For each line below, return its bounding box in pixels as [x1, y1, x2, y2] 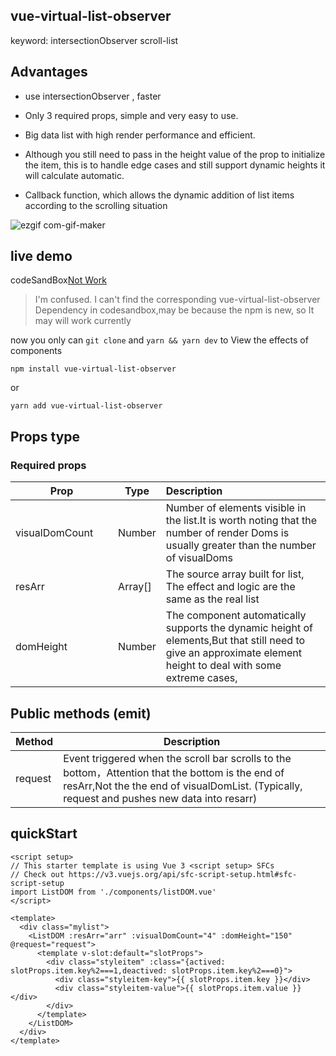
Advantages [10, 64, 88, 81]
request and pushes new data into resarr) [63, 791, 258, 805]
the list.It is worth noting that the [165, 514, 318, 528]
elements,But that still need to [165, 634, 306, 648]
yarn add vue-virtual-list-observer [10, 401, 163, 411]
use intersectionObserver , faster [24, 90, 162, 102]
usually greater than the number [165, 539, 317, 553]
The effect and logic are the [165, 580, 296, 594]
